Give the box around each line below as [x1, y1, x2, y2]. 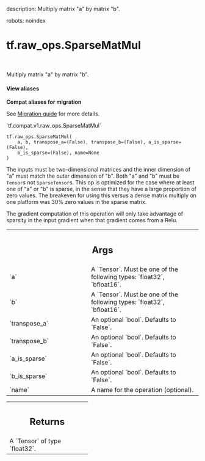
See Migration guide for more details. [6, 110, 100, 118]
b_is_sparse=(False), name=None [17, 150, 99, 156]
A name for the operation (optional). [91, 385, 194, 394]
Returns [29, 416, 65, 428]
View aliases [6, 85, 40, 92]
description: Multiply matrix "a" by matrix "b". [6, 5, 120, 12]
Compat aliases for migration [6, 98, 82, 106]
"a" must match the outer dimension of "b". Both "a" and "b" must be [6, 172, 180, 180]
